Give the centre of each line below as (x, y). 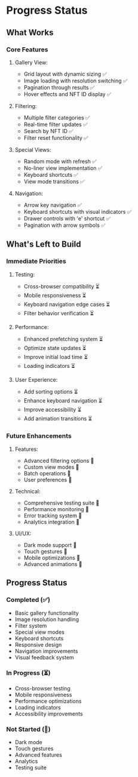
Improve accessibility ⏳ (53, 409)
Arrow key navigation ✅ (53, 205)
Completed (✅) (28, 600)
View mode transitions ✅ (54, 181)
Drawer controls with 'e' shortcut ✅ (67, 218)
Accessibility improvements (49, 714)
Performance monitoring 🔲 (56, 509)
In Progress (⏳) (28, 673)
